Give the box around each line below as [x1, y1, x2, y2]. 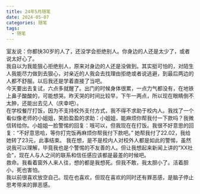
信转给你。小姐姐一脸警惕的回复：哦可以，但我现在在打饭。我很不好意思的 [6, 122, 189, 129]
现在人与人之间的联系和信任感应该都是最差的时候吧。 [18, 152, 150, 159]
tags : [6, 25, 20, 31]
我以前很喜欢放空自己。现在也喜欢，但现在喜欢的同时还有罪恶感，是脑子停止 [6, 174, 194, 181]
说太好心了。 [6, 55, 37, 62]
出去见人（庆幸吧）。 [32, 100, 82, 107]
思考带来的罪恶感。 [6, 182, 54, 189]
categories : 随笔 [6, 20, 48, 26]
